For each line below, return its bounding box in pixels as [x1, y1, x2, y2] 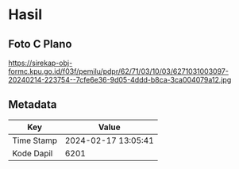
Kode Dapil [12, 148, 53, 159]
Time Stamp [12, 135, 58, 146]
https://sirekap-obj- [8, 58, 73, 67]
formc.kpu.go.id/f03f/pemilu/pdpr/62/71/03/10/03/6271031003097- [8, 67, 229, 76]
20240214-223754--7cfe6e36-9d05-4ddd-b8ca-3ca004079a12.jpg [8, 75, 232, 84]
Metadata [8, 98, 57, 112]
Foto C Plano [8, 37, 72, 51]
